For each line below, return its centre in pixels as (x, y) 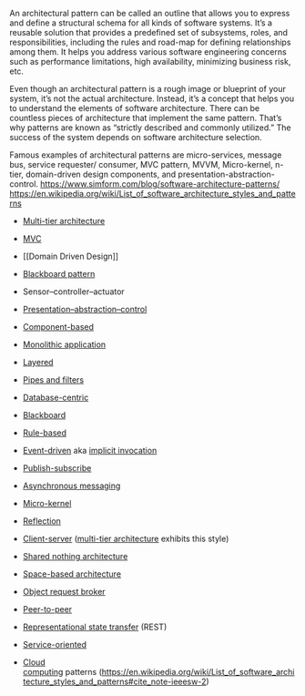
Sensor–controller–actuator (73, 292)
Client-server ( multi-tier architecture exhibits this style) (126, 538)
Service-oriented (55, 645)
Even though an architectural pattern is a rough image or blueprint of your (148, 89)
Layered (38, 362)
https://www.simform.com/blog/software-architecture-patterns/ (160, 184)
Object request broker (64, 592)
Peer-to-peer (47, 609)
